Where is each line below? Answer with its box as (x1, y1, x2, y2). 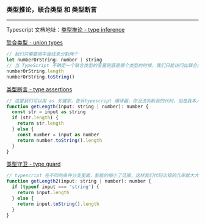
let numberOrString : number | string (6, 57, 103, 63)
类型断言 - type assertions (6, 85, 73, 93)
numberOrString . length (6, 68, 64, 74)
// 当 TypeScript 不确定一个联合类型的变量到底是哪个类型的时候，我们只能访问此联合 (6, 63, 197, 69)
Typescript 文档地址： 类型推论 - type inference (6, 26, 125, 33)
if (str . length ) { (12, 114, 59, 121)
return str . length (17, 121, 64, 127)
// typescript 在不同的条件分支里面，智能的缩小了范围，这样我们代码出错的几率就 (6, 172, 190, 179)
